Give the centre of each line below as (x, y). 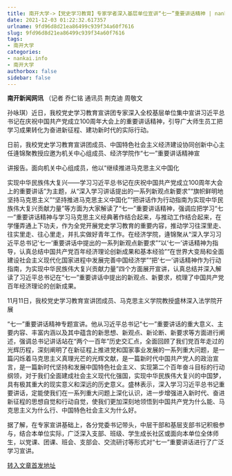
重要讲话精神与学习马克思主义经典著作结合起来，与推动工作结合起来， (116, 217)
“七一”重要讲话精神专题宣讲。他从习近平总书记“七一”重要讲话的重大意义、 (112, 324)
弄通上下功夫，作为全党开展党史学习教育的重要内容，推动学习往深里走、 (122, 226)
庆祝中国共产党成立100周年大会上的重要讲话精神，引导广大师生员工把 (124, 121)
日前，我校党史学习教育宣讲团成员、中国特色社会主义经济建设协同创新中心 (113, 145)
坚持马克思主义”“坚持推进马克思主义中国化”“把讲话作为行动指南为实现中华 (112, 200)
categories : (24, 52)
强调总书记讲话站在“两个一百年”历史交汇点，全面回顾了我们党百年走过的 (122, 341)
